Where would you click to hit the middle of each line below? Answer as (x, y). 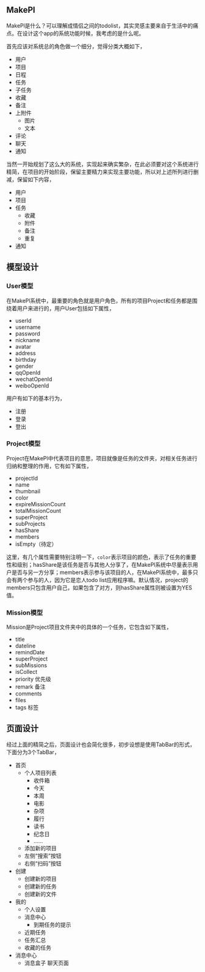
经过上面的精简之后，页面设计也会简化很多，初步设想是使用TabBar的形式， (101, 744)
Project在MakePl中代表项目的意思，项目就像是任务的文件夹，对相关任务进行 (102, 458)
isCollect (26, 672)
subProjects (30, 523)
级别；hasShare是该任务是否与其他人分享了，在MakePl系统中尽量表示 (105, 564)
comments (28, 693)
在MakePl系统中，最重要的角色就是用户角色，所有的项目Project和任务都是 (99, 301)
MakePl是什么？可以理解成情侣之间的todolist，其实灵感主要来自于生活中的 (100, 25)
